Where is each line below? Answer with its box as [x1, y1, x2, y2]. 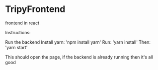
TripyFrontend [5, 3, 66, 15]
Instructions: [5, 29, 31, 35]
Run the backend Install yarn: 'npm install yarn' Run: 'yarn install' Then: [5, 39, 151, 45]
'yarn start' [5, 44, 28, 50]
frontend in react [5, 20, 40, 26]
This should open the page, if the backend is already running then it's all [5, 54, 153, 60]
